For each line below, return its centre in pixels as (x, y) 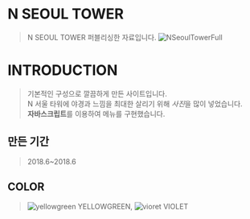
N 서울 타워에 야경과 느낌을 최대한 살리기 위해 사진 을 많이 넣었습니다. (135, 103)
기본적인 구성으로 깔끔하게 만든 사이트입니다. (97, 93)
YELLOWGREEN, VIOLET (133, 206)
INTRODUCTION (63, 70)
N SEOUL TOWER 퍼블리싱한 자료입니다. (92, 37)
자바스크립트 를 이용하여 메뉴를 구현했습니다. (96, 114)
